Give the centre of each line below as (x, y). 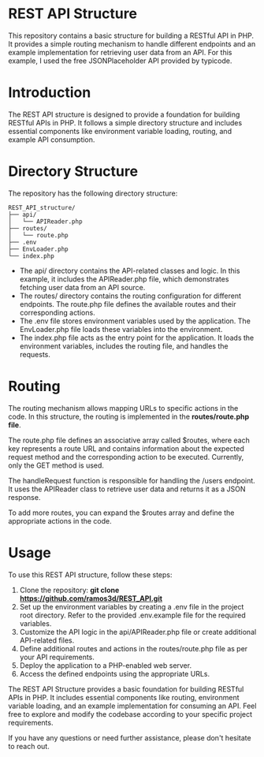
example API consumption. (52, 140)
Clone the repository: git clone (69, 590)
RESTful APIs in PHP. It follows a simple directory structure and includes (125, 122)
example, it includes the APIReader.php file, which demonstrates (124, 279)
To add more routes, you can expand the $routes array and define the (121, 513)
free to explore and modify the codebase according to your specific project (130, 714)
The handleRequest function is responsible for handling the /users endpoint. (132, 480)
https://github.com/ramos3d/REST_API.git (91, 598)
